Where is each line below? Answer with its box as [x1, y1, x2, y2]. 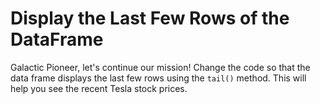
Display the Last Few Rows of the [10, 7, 290, 30]
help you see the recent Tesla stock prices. [10, 82, 188, 94]
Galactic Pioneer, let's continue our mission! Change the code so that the [10, 61, 311, 73]
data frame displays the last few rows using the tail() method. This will [10, 72, 307, 84]
